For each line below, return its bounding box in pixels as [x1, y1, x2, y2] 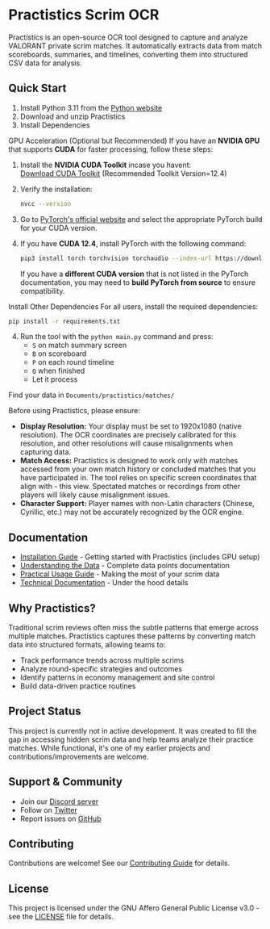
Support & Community [8, 775, 123, 789]
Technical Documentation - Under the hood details [19, 578, 189, 588]
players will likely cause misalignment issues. [19, 490, 171, 500]
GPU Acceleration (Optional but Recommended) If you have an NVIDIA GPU [8, 136, 260, 145]
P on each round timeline [31, 358, 114, 367]
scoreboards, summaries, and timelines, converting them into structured [8, 49, 248, 59]
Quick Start [8, 82, 67, 95]
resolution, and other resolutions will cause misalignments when [19, 438, 234, 449]
